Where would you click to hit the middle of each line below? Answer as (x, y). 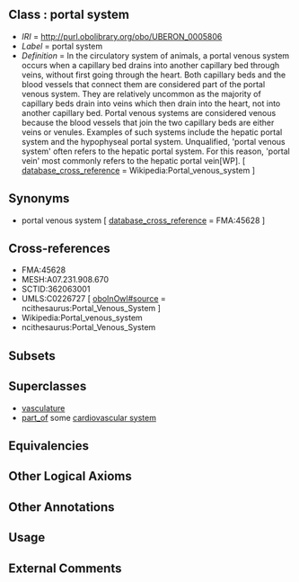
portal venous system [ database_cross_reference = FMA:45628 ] (143, 220)
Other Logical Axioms (70, 476)
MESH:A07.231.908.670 (65, 280)
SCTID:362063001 (56, 289)
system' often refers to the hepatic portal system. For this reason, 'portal (156, 151)
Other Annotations (62, 507)
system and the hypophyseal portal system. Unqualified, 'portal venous (153, 141)
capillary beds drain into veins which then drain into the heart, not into (151, 103)
